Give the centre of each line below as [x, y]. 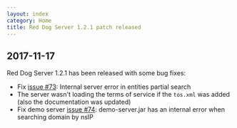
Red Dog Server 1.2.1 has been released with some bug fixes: [96, 73]
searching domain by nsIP [55, 117]
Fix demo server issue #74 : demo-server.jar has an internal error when [121, 110]
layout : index [28, 14]
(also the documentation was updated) [74, 102]
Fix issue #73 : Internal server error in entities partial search [104, 87]
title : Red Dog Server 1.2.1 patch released [74, 27]
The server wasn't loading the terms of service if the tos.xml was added [123, 95]
